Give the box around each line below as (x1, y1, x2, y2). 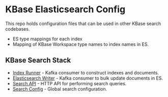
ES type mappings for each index (12, 36, 82, 42)
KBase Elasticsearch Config (5, 4, 126, 15)
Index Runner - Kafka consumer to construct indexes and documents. (12, 69, 159, 76)
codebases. (5, 26, 30, 32)
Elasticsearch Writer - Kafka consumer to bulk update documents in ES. (12, 75, 163, 81)
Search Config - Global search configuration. (12, 86, 107, 92)
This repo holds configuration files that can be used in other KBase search (5, 20, 161, 27)
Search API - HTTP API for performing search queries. (12, 80, 127, 86)
